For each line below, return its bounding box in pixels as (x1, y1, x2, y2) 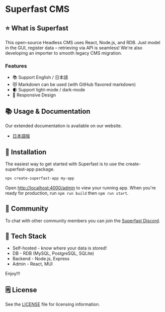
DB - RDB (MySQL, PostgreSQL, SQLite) (12, 250, 94, 256)
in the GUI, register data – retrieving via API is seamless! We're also (5, 45, 143, 51)
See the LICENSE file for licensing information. (5, 302, 100, 308)
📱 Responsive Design (12, 92, 56, 98)
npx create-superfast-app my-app (5, 175, 75, 181)
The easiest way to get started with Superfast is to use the (5, 160, 125, 167)
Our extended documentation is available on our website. (5, 123, 122, 129)
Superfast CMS (5, 3, 70, 15)
